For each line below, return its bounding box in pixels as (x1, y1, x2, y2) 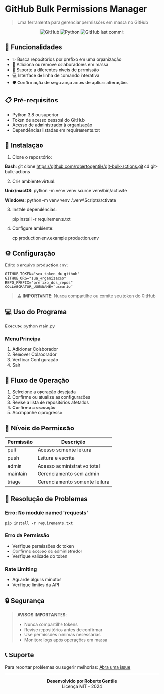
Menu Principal (5, 335, 42, 342)
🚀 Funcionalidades (5, 43, 62, 52)
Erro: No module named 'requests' (5, 510, 89, 516)
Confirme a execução (12, 405, 56, 410)
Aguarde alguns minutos (12, 577, 62, 583)
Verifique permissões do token (12, 543, 74, 549)
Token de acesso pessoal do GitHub (12, 117, 85, 122)
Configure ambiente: (12, 225, 54, 231)
